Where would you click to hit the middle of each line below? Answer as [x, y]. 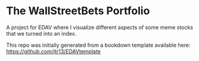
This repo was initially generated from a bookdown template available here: [98, 45]
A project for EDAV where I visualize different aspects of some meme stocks [100, 27]
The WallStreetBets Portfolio [78, 11]
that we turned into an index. [41, 33]
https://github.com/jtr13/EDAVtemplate [54, 51]
